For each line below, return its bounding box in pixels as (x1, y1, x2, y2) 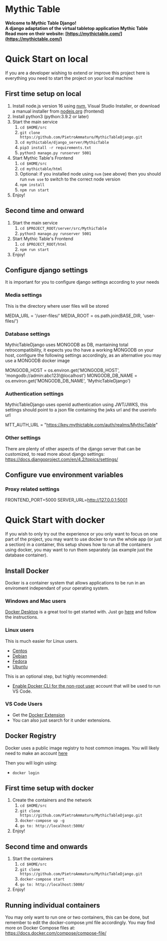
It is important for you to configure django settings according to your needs (5, 279, 160, 285)
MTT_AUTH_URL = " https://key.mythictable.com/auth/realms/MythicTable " (5, 422, 158, 428)
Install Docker (5, 566, 49, 575)
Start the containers (12, 856, 53, 862)
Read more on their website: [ (5, 30, 68, 36)
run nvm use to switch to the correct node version (19, 176, 121, 182)
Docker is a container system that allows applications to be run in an (5, 579, 145, 585)
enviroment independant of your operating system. (5, 585, 109, 591)
